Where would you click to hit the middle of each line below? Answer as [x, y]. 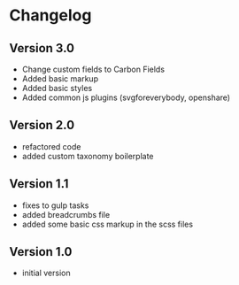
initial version [46, 273]
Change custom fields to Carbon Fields [93, 69]
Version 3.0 [42, 48]
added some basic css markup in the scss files [107, 224]
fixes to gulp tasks [55, 205]
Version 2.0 [42, 125]
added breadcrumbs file [66, 214]
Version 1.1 [39, 184]
